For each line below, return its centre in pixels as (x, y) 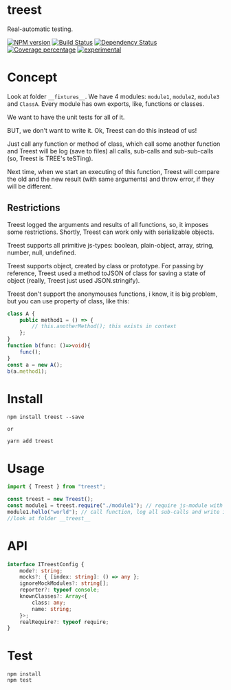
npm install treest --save (46, 417)
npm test (20, 680)
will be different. (30, 186)
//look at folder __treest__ (49, 518)
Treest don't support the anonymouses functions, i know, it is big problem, (112, 294)
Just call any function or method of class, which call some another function (114, 144)
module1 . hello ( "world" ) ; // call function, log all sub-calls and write (113, 512)
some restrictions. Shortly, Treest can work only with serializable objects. (111, 232)
